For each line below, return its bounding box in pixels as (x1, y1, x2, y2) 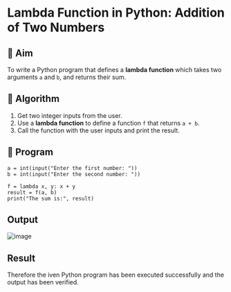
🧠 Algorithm (7, 93, 60, 105)
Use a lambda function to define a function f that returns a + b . (17, 119, 200, 127)
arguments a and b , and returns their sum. (7, 73, 127, 81)
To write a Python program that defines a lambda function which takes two (7, 66, 222, 74)
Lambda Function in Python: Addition (7, 5, 225, 21)
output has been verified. (7, 278, 80, 286)
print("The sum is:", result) (7, 195, 95, 202)
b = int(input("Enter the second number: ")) (7, 171, 140, 178)
